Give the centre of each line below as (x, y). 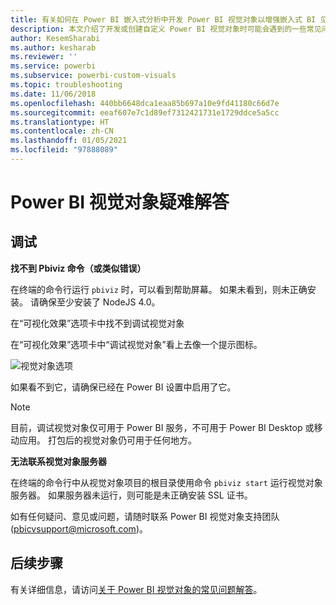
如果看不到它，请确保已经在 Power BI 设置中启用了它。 (123, 387)
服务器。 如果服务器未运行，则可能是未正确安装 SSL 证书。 (131, 495)
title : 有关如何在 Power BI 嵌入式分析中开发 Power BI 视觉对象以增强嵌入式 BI (163, 19)
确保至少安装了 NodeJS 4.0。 (99, 302)
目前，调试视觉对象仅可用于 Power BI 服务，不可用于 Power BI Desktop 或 (162, 427)
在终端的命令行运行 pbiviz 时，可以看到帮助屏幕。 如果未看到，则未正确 (159, 289)
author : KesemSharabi (55, 38)
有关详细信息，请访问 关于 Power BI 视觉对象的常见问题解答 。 (136, 589)
